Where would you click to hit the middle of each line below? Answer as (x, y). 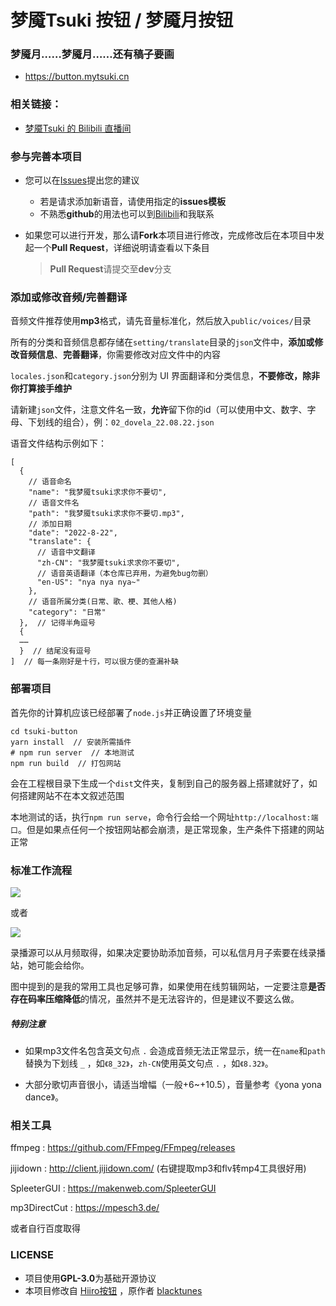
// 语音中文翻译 (66, 552)
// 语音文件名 (54, 503)
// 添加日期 (50, 524)
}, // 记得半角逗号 (57, 623)
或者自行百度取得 (45, 1228)
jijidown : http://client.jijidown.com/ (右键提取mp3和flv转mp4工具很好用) (158, 1168)
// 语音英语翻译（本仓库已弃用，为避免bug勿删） (124, 574)
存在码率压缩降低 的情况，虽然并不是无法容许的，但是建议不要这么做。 (155, 998)
